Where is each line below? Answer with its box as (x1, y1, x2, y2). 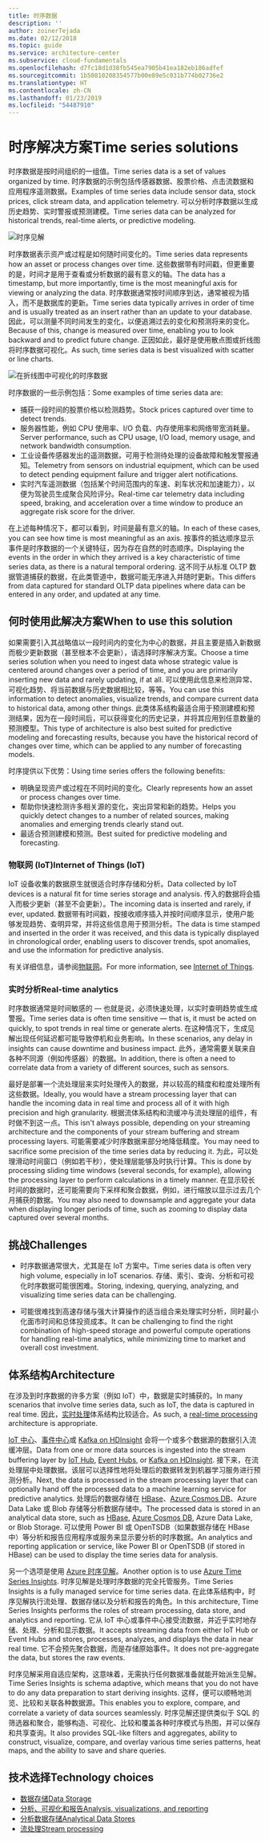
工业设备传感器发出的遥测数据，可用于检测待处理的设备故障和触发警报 (19, 450, 252, 460)
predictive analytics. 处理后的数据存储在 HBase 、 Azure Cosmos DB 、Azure (8, 1494, 258, 1504)
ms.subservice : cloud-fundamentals (8, 57, 127, 65)
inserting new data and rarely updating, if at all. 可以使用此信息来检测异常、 (8, 674, 257, 684)
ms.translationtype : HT (8, 79, 88, 87)
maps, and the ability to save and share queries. (8, 1745, 167, 1755)
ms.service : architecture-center (8, 49, 120, 57)
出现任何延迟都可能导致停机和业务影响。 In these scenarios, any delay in (14, 1033, 253, 1044)
